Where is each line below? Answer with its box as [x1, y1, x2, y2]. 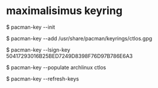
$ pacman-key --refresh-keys [6, 75, 79, 82]
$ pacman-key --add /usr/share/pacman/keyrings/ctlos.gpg [6, 35, 153, 42]
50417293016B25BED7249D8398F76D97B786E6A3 [6, 52, 133, 59]
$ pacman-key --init [6, 23, 55, 31]
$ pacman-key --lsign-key [6, 46, 70, 53]
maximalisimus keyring [6, 4, 123, 18]
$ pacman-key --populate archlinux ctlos [6, 63, 107, 71]
